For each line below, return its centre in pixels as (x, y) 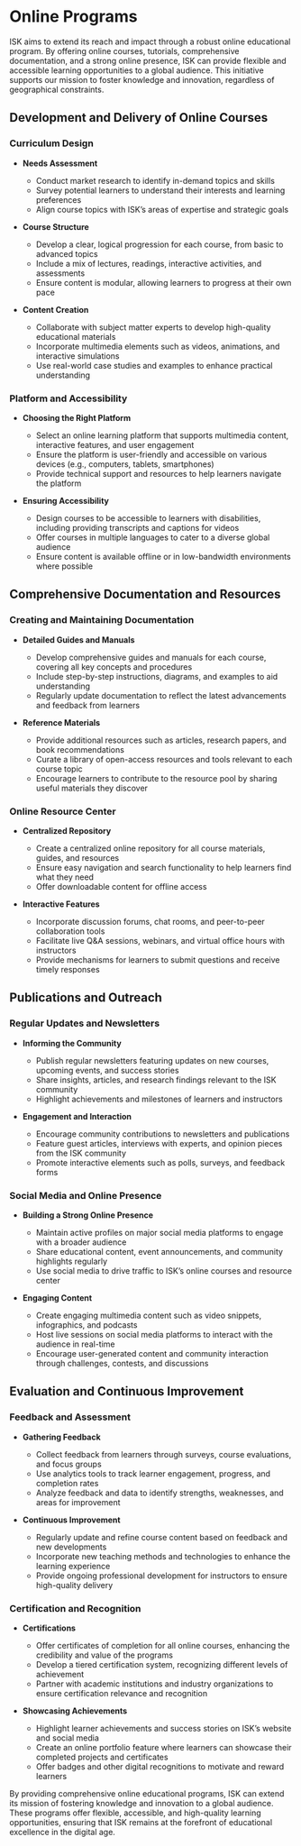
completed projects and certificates (102, 1757)
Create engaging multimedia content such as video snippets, (149, 1315)
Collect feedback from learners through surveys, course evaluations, (164, 1454)
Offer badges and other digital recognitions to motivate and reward (160, 1766)
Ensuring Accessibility (66, 500)
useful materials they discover (92, 788)
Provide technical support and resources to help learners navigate (159, 473)
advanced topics (67, 253)
